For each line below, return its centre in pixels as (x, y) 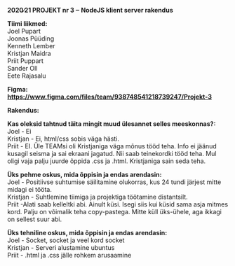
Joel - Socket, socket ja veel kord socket (66, 240)
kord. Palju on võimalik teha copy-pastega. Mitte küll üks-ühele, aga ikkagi (115, 212)
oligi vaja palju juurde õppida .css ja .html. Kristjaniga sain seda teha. (107, 161)
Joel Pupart (24, 31)
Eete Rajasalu (27, 76)
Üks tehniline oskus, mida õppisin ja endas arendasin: (87, 233)
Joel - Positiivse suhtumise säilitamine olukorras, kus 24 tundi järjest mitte (114, 182)
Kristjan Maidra (29, 53)
